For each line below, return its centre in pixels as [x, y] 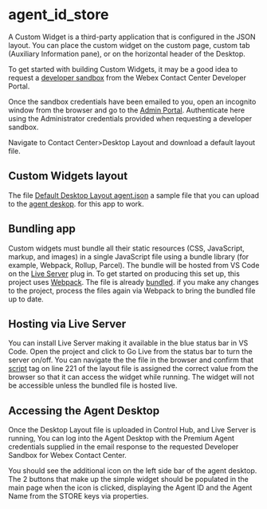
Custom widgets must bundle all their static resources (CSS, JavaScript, [126, 248]
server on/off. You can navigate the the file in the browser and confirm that [131, 360]
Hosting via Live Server [67, 324]
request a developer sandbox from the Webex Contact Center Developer [128, 77]
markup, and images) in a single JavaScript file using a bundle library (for [129, 256]
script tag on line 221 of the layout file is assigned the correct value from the [133, 369]
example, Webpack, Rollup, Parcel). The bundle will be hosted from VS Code [134, 265]
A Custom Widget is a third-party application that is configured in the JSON [132, 37]
